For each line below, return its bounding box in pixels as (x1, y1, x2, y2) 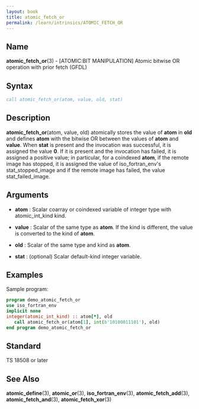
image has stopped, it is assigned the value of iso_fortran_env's (6, 160, 162, 167)
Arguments (6, 190, 49, 200)
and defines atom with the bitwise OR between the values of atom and (6, 135, 179, 142)
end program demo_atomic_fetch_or (6, 324, 92, 331)
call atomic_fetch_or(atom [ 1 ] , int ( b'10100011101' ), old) (14, 319, 161, 325)
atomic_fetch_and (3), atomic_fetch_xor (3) (6, 396, 112, 403)
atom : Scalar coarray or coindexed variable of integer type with (14, 206, 172, 213)
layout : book (6, 8, 38, 15)
